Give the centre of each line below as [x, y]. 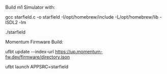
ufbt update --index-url [30, 52]
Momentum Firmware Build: [34, 42]
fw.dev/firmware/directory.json [38, 57]
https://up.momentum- [79, 52]
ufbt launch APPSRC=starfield [37, 67]
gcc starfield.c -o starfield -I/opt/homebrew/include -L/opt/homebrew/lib [82, 17]
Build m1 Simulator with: [30, 7]
